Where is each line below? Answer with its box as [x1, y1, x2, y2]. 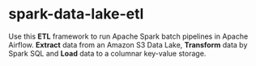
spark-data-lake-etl [8, 5, 144, 23]
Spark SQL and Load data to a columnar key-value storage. [8, 48, 207, 58]
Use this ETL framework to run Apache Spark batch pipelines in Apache [8, 31, 249, 41]
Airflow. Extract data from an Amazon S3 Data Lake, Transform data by [8, 39, 248, 49]
